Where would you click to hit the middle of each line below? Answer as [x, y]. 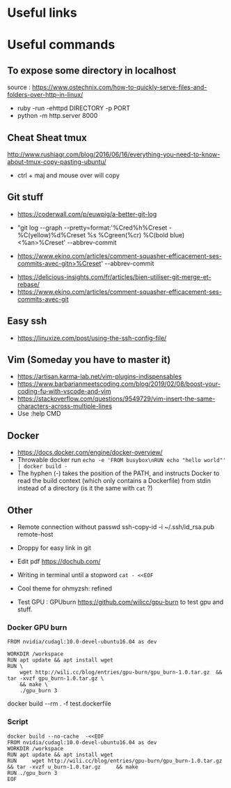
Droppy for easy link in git [54, 548]
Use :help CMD [39, 414]
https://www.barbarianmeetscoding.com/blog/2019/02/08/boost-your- [119, 384]
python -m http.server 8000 [57, 116]
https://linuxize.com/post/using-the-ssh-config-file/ [92, 338]
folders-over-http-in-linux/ [45, 95]
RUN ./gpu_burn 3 [32, 773]
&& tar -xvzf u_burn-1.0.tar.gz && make [73, 767]
